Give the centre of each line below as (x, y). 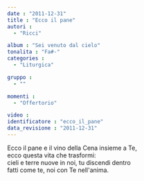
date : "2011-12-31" (37, 14)
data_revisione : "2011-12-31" (52, 128)
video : (18, 115)
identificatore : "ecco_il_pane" (55, 122)
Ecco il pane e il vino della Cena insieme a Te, (72, 148)
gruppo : (20, 77)
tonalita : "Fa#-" (34, 52)
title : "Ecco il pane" (42, 20)
